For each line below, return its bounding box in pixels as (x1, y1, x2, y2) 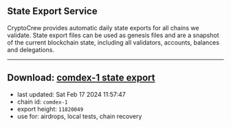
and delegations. (7, 45, 55, 54)
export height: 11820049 (16, 104, 84, 113)
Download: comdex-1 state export (7, 72, 155, 84)
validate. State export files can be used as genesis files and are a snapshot (7, 31, 219, 39)
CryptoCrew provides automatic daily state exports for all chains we (7, 23, 199, 32)
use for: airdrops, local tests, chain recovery (16, 112, 142, 120)
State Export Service (7, 5, 98, 17)
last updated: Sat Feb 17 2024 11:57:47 (16, 90, 126, 98)
